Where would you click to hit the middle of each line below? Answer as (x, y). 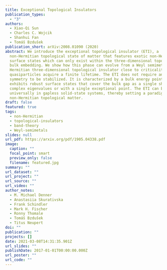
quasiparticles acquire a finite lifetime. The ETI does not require (83, 75)
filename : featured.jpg (34, 162)
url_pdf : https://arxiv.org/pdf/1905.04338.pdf (55, 139)
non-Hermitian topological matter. (46, 98)
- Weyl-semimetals (29, 130)
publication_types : (25, 14)
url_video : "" (20, 186)
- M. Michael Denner (31, 195)
